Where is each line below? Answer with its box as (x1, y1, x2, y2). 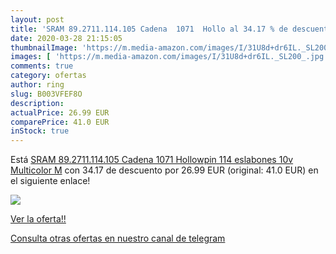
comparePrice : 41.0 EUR (10, 117, 110, 127)
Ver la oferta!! (10, 213, 67, 225)
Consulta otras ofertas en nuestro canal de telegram (10, 232, 226, 245)
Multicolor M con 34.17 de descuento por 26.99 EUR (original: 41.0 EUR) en (10, 164, 319, 176)
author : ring (10, 80, 65, 90)
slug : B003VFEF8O (10, 89, 83, 99)
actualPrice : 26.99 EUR (10, 107, 110, 118)
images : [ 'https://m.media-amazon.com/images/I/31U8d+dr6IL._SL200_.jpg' (10, 52, 329, 62)
